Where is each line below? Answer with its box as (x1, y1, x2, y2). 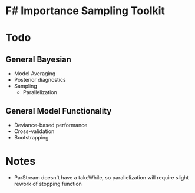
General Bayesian (5, 54, 72, 64)
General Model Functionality (5, 106, 112, 116)
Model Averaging (14, 70, 56, 77)
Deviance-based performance (14, 122, 88, 128)
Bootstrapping (14, 134, 49, 141)
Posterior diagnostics (14, 76, 66, 84)
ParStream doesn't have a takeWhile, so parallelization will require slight (14, 174, 189, 181)
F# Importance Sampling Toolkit (5, 4, 166, 18)
